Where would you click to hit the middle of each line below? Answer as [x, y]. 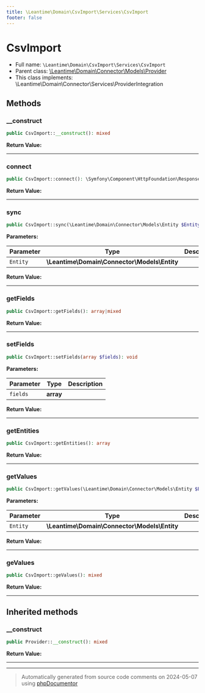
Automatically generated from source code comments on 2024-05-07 [109, 677]
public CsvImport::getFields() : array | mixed [64, 311]
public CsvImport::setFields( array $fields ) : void [72, 357]
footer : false [24, 18]
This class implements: [44, 77]
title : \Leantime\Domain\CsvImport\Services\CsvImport [77, 12]
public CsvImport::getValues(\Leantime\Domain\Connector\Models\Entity [99, 489]
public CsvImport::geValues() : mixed [54, 575]
